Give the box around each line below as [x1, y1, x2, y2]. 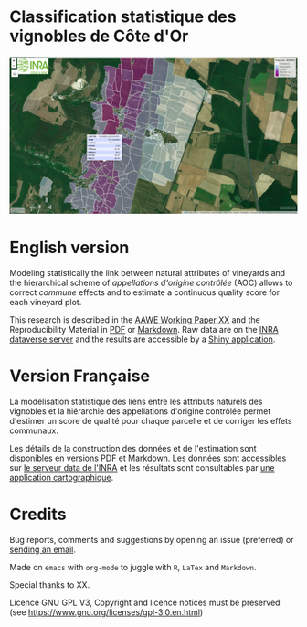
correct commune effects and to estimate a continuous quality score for [9, 287, 281, 298]
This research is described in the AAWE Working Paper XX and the [9, 314, 260, 325]
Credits [9, 505, 67, 525]
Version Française [9, 366, 151, 387]
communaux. [9, 425, 59, 436]
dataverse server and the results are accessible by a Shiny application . [9, 334, 276, 345]
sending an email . [9, 544, 76, 555]
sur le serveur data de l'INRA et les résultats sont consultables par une [9, 462, 275, 473]
